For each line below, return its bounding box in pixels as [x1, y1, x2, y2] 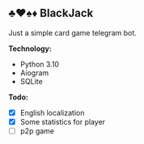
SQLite [19, 76, 43, 86]
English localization [19, 108, 85, 117]
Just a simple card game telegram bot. [8, 28, 138, 37]
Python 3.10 [19, 59, 59, 69]
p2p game [19, 125, 55, 136]
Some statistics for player [19, 116, 106, 126]
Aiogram [19, 68, 49, 78]
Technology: [8, 44, 53, 53]
